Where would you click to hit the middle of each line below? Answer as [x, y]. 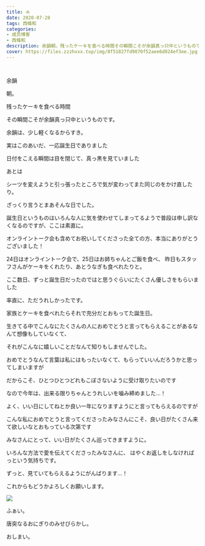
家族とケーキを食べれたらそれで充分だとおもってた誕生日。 [81, 313]
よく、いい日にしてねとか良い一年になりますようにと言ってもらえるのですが [102, 406]
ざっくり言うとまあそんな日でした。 [52, 204]
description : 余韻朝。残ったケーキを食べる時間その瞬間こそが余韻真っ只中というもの [101, 46]
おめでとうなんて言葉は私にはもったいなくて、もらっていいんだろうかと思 [99, 359]
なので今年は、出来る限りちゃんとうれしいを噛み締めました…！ [86, 393]
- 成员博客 [18, 35]
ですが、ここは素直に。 [57, 225]
